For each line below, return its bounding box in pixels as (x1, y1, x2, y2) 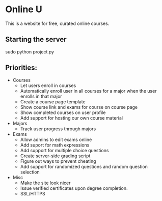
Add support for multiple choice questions (20, 147, 109, 153)
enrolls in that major (20, 93, 62, 99)
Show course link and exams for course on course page (20, 104, 138, 110)
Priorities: (5, 64, 37, 72)
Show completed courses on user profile (20, 109, 106, 116)
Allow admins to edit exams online (20, 136, 92, 142)
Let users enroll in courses (20, 82, 76, 89)
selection (20, 169, 40, 175)
